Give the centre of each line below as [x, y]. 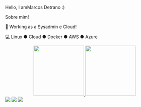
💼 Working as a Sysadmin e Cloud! [41, 27]
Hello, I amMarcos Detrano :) [35, 7]
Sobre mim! [17, 17]
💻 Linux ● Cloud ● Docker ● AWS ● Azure [52, 37]
